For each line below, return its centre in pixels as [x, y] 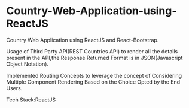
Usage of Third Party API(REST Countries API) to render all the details [92, 51]
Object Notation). [28, 64]
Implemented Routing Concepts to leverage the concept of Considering [94, 75]
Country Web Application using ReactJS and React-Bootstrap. [83, 40]
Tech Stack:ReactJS [31, 100]
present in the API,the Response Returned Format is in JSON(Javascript [94, 58]
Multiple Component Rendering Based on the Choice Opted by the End [93, 82]
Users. [14, 88]
